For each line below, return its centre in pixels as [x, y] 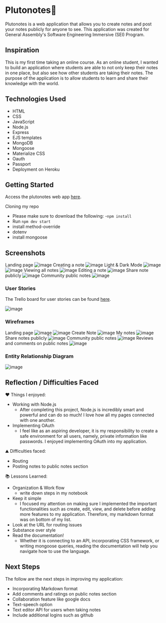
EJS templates [27, 137]
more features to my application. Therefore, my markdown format [86, 514]
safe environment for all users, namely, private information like [83, 436]
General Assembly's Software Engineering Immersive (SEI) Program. [75, 34]
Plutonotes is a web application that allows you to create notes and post [79, 24]
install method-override [36, 227]
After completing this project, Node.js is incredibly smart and [82, 409]
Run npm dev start [31, 222]
